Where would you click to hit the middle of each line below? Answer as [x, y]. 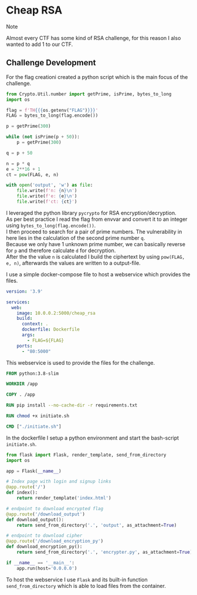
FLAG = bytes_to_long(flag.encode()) [52, 115]
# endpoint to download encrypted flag [55, 508]
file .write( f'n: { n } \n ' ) [47, 191]
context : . [35, 324]
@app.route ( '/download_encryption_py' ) [55, 541]
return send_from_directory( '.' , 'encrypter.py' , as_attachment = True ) [105, 552]
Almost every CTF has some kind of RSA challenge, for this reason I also [94, 38]
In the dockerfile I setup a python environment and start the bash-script [93, 438]
